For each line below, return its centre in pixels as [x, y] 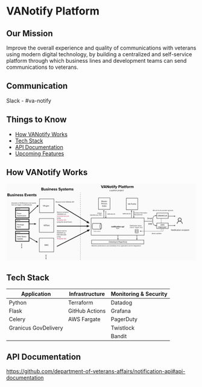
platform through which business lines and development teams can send [96, 61]
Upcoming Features [39, 153]
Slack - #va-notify [29, 100]
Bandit [119, 336]
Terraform [81, 302]
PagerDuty [124, 319]
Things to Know [36, 120]
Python [18, 302]
